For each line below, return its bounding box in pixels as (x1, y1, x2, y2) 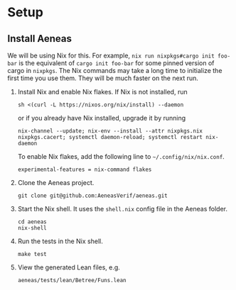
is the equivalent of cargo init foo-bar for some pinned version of (18, 59, 215, 67)
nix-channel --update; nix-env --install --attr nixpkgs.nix (17, 128, 203, 135)
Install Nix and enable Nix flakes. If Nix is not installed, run (17, 88, 188, 96)
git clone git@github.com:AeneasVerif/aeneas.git (17, 192, 168, 199)
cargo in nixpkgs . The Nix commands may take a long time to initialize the (7, 67, 222, 74)
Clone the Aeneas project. (17, 179, 95, 186)
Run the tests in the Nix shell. (17, 237, 103, 245)
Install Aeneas (7, 33, 73, 45)
